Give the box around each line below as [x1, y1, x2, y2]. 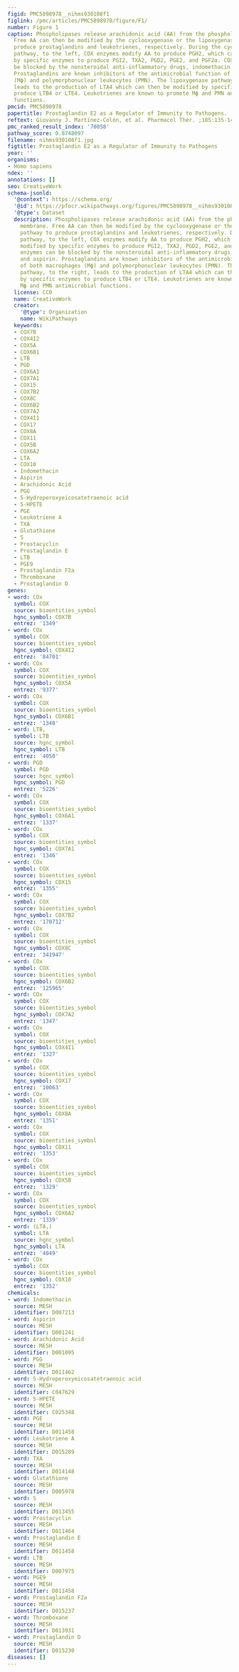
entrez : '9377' [14, 686, 59, 693]
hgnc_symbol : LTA [14, 1243, 65, 1250]
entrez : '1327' [14, 1051, 59, 1058]
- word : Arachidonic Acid [7, 1336, 84, 1343]
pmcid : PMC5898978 [7, 103, 62, 110]
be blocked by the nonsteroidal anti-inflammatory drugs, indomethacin [14, 63, 231, 71]
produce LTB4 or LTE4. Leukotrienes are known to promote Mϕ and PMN [14, 90, 224, 97]
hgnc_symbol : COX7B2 [14, 912, 75, 919]
